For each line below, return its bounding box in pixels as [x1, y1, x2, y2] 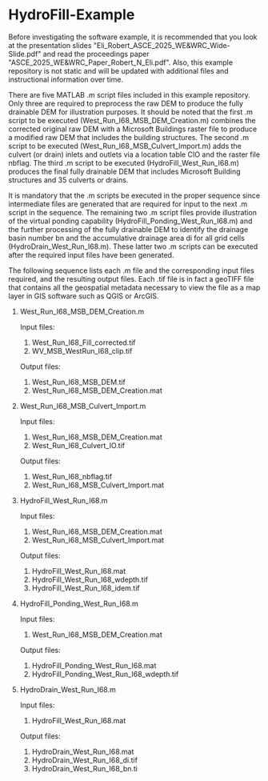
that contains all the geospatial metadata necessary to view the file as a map [8, 282, 261, 292]
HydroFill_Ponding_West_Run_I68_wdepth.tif [31, 669, 179, 679]
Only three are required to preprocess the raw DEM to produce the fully [8, 98, 244, 108]
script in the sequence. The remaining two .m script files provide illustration [8, 207, 258, 217]
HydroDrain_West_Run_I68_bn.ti [31, 763, 138, 773]
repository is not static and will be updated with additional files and [8, 66, 230, 75]
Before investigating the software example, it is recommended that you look [8, 32, 258, 42]
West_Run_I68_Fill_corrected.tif [31, 338, 136, 347]
